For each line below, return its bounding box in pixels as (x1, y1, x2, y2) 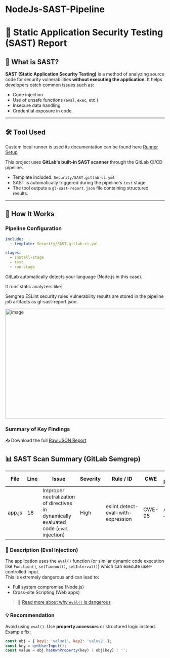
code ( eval (42, 525, 69, 532)
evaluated (42, 519, 66, 526)
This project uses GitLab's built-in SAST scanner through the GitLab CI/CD (5, 159, 163, 165)
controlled (5, 569, 27, 575)
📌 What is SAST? (5, 57, 59, 66)
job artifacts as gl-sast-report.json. (5, 298, 78, 304)
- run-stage (10, 264, 35, 269)
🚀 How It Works (5, 210, 55, 218)
